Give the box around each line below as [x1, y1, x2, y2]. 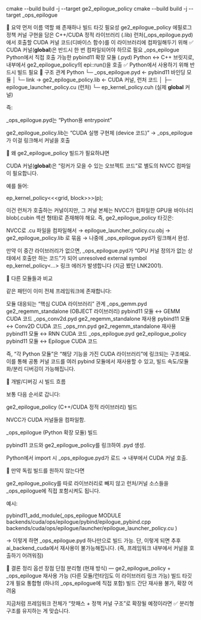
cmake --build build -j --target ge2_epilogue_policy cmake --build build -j [6, 5, 187, 12]
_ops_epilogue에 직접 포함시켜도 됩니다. [6, 487, 100, 494]
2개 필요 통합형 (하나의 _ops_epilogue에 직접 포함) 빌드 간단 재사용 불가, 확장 [6, 580, 187, 586]
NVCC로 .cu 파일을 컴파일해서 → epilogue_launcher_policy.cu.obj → [6, 227, 170, 234]
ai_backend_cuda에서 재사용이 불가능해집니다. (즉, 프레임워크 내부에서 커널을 [6, 545, 188, 551]
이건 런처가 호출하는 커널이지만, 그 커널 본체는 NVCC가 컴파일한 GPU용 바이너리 [6, 206, 193, 214]
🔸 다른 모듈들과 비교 [6, 275, 53, 282]
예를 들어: [6, 183, 29, 189]
